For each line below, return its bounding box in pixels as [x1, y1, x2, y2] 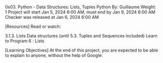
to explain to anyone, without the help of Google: [5, 52, 103, 58]
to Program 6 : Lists [5, 38, 45, 44]
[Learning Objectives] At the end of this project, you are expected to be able [5, 48, 159, 53]
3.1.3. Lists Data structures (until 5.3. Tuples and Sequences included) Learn [5, 33, 158, 38]
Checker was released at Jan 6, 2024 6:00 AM [5, 14, 99, 20]
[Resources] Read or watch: [5, 24, 61, 29]
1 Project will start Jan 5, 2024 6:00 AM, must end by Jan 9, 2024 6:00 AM [5, 9, 155, 15]
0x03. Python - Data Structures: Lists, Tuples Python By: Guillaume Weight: [5, 4, 156, 10]
